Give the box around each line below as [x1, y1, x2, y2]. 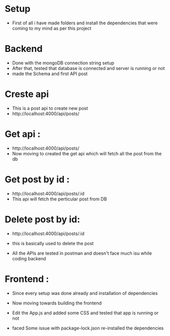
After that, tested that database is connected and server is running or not [12, 65, 165, 71]
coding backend [12, 255, 46, 261]
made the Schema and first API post [12, 71, 88, 77]
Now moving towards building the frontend [12, 300, 102, 306]
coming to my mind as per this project [12, 25, 92, 31]
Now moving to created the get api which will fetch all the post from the [12, 150, 162, 156]
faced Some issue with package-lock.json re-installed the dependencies [12, 325, 164, 331]
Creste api [5, 88, 49, 100]
